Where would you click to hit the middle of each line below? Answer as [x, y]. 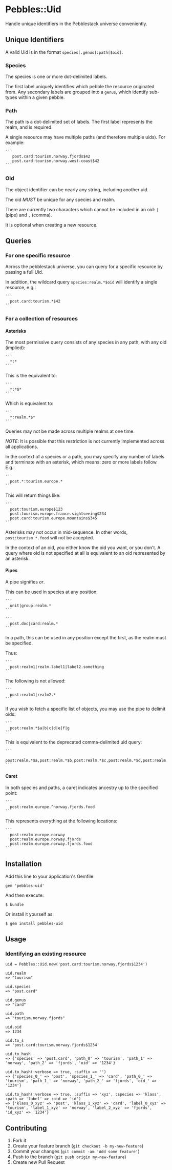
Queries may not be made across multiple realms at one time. [70, 431]
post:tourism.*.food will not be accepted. [50, 538]
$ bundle [15, 904]
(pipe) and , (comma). [29, 215]
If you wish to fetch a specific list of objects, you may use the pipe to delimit [85, 709]
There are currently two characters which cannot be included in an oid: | [82, 209]
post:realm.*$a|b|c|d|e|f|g [40, 728]
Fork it [19, 1141]
